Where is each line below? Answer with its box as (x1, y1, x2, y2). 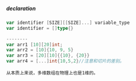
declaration (6, 5, 36, 12)
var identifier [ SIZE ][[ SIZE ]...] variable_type (6, 20, 130, 26)
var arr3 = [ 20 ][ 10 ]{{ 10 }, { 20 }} (6, 52, 90, 59)
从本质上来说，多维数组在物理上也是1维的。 (6, 70, 98, 76)
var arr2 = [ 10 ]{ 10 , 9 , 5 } (6, 47, 74, 53)
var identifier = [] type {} (6, 25, 74, 31)
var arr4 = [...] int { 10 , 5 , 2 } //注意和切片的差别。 (6, 58, 125, 64)
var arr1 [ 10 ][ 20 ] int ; (6, 42, 63, 48)
